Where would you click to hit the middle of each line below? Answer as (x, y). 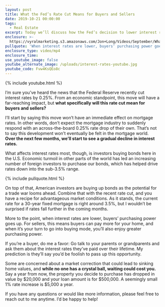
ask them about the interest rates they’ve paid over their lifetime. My (74, 249)
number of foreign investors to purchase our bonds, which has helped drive (82, 164)
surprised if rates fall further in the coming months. (57, 209)
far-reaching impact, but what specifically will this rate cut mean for (75, 103)
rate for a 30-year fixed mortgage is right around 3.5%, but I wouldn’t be (78, 204)
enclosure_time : (22, 55)
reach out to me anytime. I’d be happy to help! (52, 299)
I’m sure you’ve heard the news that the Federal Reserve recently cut (75, 92)
